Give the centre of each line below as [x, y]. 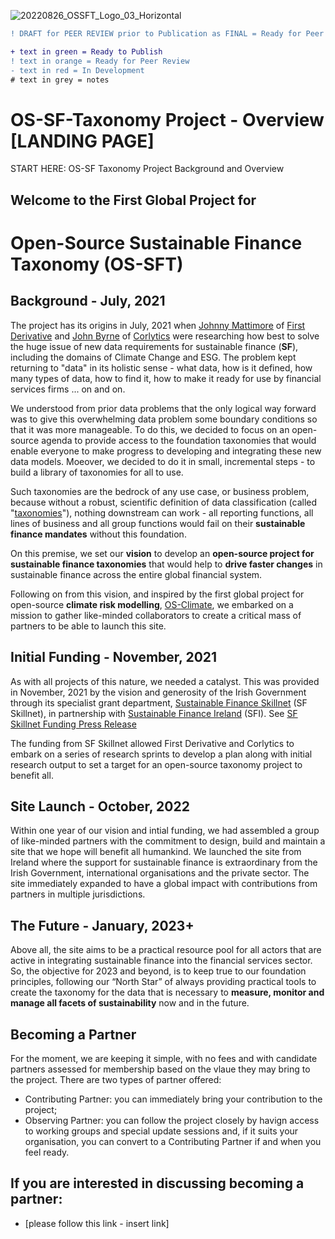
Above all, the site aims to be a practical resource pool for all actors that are [166, 950]
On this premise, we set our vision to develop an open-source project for [162, 553]
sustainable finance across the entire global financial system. [136, 574]
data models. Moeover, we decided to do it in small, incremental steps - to [163, 461]
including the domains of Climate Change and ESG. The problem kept [153, 357]
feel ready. [47, 1152]
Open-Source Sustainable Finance [156, 242]
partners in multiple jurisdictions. [78, 894]
